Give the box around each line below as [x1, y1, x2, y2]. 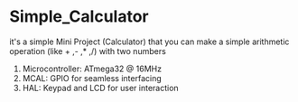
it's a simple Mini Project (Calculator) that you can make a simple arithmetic [9, 36, 290, 47]
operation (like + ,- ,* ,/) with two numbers [9, 45, 167, 56]
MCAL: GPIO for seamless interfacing [22, 72, 163, 83]
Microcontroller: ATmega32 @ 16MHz [22, 63, 163, 74]
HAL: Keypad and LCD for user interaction [22, 82, 179, 93]
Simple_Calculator [9, 6, 149, 27]
